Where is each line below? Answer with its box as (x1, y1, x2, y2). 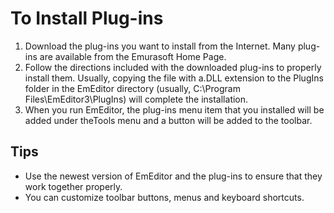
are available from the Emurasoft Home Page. (39, 50, 227, 62)
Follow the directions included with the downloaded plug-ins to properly (24, 61, 322, 73)
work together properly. (24, 180, 123, 192)
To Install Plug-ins (10, 7, 164, 30)
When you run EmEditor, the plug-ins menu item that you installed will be (24, 103, 325, 116)
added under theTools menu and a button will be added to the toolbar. (24, 114, 313, 126)
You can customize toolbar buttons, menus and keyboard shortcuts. (24, 191, 305, 203)
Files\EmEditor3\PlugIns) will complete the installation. (24, 93, 249, 105)
